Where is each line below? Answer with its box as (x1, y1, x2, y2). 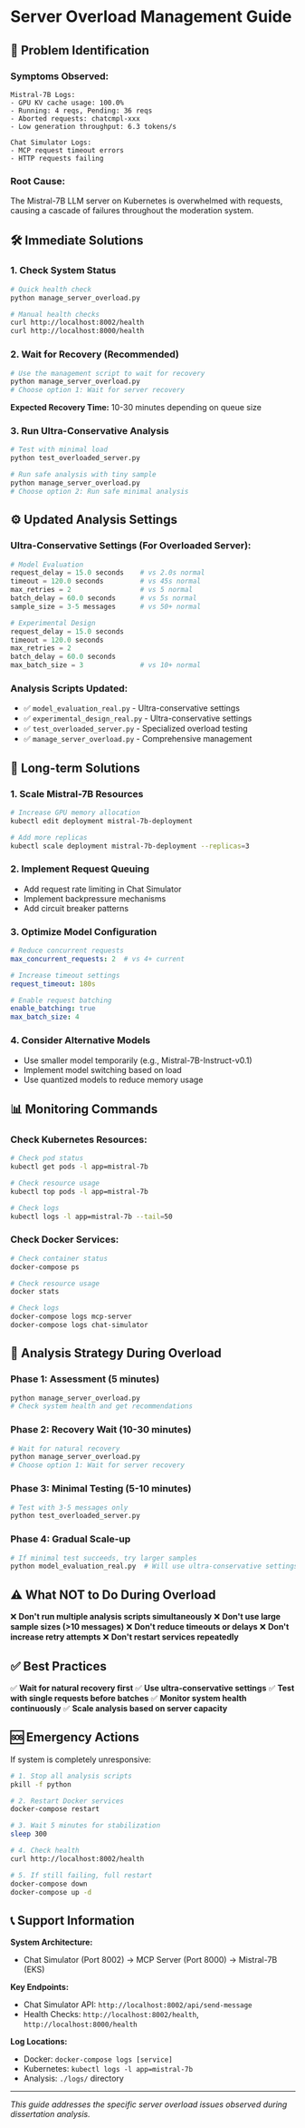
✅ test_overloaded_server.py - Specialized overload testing (23, 724, 248, 734)
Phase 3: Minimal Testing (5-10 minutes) (10, 1483, 192, 1495)
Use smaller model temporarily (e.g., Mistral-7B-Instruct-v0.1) (23, 1055, 253, 1066)
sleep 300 (10, 1829, 48, 1839)
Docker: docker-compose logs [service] (23, 2054, 173, 2064)
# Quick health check (10, 284, 92, 294)
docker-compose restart (10, 1805, 100, 1814)
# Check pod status (10, 1154, 84, 1163)
